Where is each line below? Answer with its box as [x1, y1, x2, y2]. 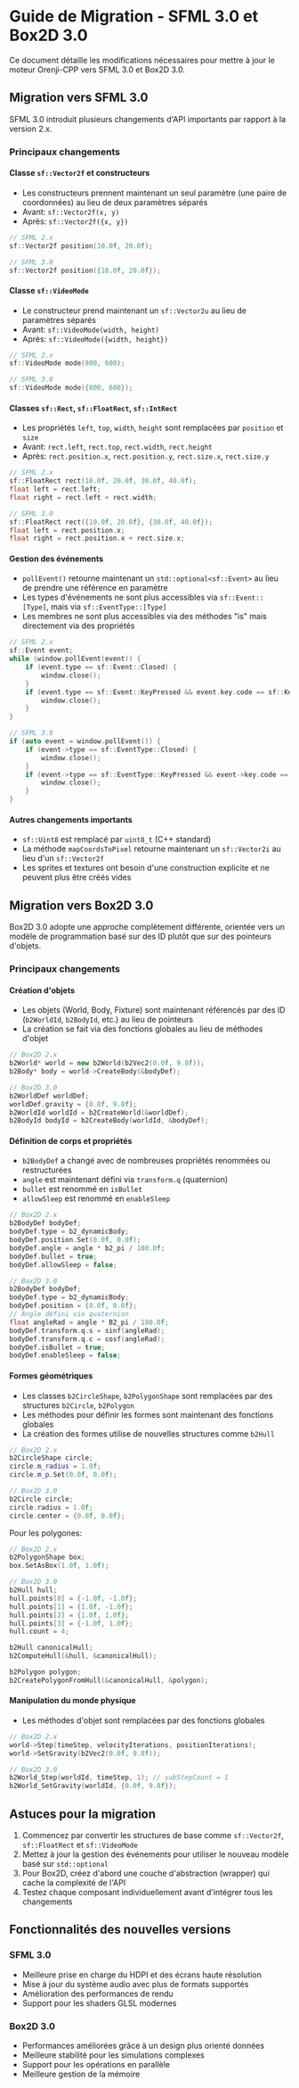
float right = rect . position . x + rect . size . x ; [9, 534, 185, 543]
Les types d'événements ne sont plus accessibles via [21, 592, 218, 603]
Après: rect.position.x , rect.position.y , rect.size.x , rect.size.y [21, 451, 270, 461]
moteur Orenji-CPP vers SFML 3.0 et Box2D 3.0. [9, 64, 185, 75]
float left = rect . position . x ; [9, 526, 125, 534]
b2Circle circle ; [9, 1495, 74, 1504]
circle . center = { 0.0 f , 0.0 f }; [9, 1511, 125, 1520]
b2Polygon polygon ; [9, 1668, 82, 1677]
